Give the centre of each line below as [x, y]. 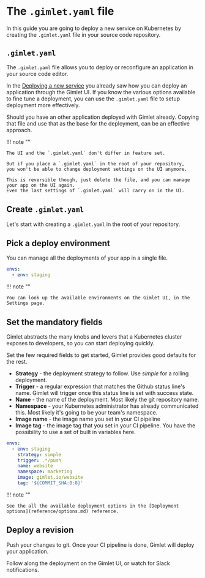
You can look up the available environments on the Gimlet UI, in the [98, 298]
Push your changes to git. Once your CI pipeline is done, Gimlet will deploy [100, 545]
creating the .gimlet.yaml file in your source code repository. [84, 34]
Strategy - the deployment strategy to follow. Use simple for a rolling [102, 373]
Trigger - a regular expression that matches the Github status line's [100, 386]
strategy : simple [39, 454]
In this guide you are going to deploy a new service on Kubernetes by [94, 28]
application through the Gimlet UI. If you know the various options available [101, 92]
